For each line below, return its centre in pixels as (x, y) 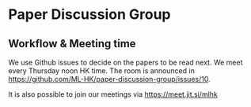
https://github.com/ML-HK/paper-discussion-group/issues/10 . (110, 79)
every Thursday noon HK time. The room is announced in (102, 71)
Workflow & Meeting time (72, 44)
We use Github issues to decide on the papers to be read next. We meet (125, 62)
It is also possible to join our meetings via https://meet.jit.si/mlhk (113, 94)
